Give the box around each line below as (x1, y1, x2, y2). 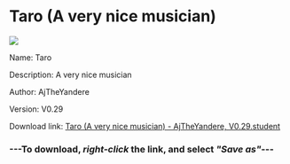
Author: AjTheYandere (9, 86, 90, 97)
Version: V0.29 (9, 104, 64, 114)
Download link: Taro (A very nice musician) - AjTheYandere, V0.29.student (9, 121, 281, 131)
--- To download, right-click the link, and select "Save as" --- (9, 143, 275, 155)
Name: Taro (9, 51, 52, 63)
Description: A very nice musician (9, 69, 132, 80)
